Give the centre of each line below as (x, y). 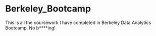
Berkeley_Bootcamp (48, 9)
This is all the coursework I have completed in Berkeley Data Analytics (78, 22)
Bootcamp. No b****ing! (30, 27)
